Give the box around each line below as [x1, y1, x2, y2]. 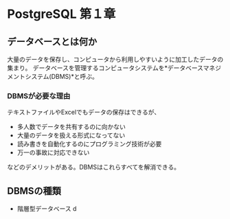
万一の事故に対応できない [16, 148, 90, 157]
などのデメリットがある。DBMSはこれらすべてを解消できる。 [7, 163, 181, 172]
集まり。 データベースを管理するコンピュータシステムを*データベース [7, 64, 204, 72]
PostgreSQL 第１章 [7, 6, 116, 22]
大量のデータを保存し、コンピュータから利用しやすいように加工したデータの [7, 56, 224, 63]
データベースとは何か [7, 36, 97, 47]
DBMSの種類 [7, 185, 62, 196]
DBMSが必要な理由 [7, 91, 71, 100]
